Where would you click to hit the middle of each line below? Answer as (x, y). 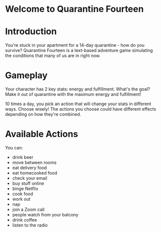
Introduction (31, 32)
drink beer (23, 157)
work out (21, 199)
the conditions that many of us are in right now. (53, 56)
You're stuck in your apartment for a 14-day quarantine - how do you (75, 45)
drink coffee (25, 220)
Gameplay (26, 75)
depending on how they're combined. (43, 115)
